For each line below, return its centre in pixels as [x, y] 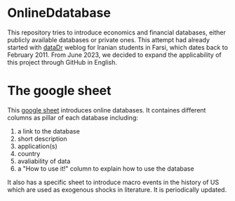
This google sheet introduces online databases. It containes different [107, 110]
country [29, 153]
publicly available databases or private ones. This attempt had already [109, 39]
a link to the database [49, 131]
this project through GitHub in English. [62, 62]
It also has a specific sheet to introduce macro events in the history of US [113, 182]
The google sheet [59, 91]
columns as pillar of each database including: [73, 117]
